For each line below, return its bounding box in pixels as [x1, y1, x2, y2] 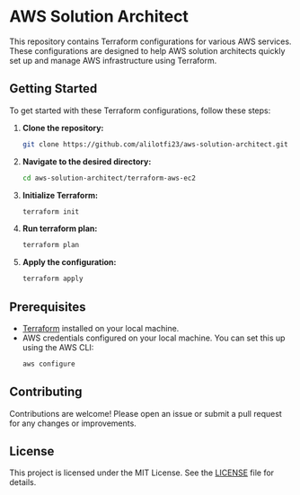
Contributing [9, 385, 83, 400]
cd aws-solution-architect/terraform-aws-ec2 [22, 173, 196, 182]
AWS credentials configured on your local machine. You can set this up [22, 332, 286, 343]
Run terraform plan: [22, 223, 98, 234]
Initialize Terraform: [22, 190, 99, 200]
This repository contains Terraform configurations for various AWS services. [9, 36, 292, 47]
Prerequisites [9, 299, 86, 314]
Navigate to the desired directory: [22, 155, 152, 167]
